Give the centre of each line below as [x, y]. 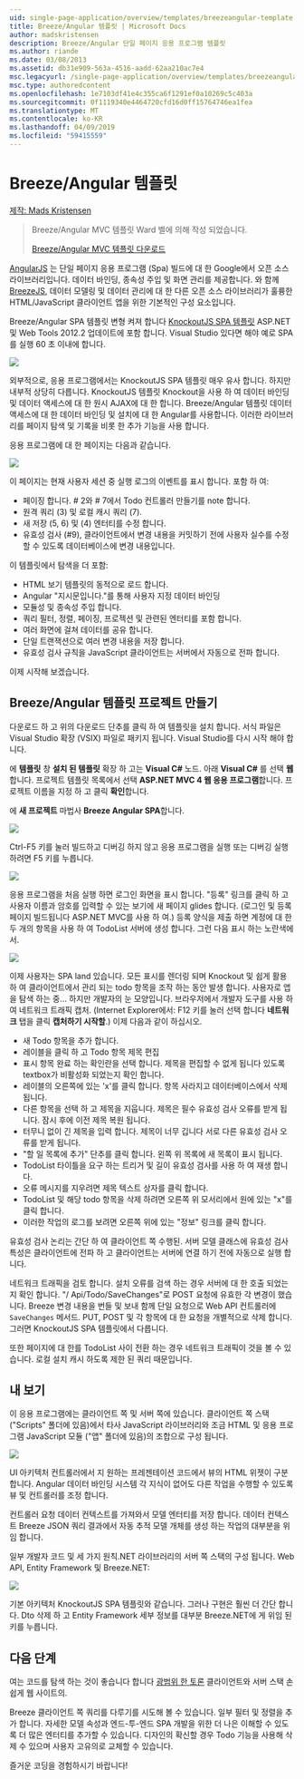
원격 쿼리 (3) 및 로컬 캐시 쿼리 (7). [82, 511]
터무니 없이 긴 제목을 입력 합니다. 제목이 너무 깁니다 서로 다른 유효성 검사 [150, 1131]
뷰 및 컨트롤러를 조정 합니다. [59, 1495]
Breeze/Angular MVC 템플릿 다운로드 [98, 248]
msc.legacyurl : [38, 77]
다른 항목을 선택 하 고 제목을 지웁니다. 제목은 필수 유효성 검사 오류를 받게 [150, 1108]
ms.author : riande [44, 52]
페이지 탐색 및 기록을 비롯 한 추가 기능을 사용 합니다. [118, 425]
